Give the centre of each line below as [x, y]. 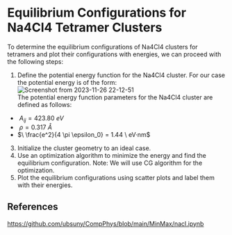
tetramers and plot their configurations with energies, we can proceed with [114, 54]
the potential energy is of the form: [67, 82]
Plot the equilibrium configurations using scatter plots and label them [116, 177]
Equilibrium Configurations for [97, 13]
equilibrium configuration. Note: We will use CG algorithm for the [110, 163]
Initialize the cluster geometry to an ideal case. [84, 148]
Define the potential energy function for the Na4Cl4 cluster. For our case [121, 75]
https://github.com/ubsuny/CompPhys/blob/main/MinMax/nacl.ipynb [106, 223]
